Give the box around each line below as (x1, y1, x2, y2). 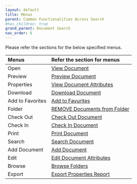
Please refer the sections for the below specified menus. (5, 45, 122, 50)
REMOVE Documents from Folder (51, 106, 129, 112)
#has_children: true (5, 21, 49, 27)
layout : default (5, 7, 39, 13)
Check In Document (51, 122, 98, 128)
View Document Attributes (51, 81, 113, 88)
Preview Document (51, 73, 96, 80)
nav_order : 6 (5, 31, 33, 36)
